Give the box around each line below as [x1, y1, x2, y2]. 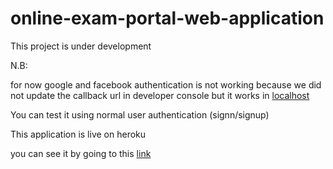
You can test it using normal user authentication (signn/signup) [10, 108, 270, 121]
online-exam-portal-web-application [10, 7, 325, 30]
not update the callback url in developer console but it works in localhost [10, 89, 310, 101]
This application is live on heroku [10, 128, 147, 140]
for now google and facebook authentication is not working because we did [10, 78, 322, 91]
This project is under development [10, 40, 152, 52]
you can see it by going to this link [10, 147, 152, 159]
